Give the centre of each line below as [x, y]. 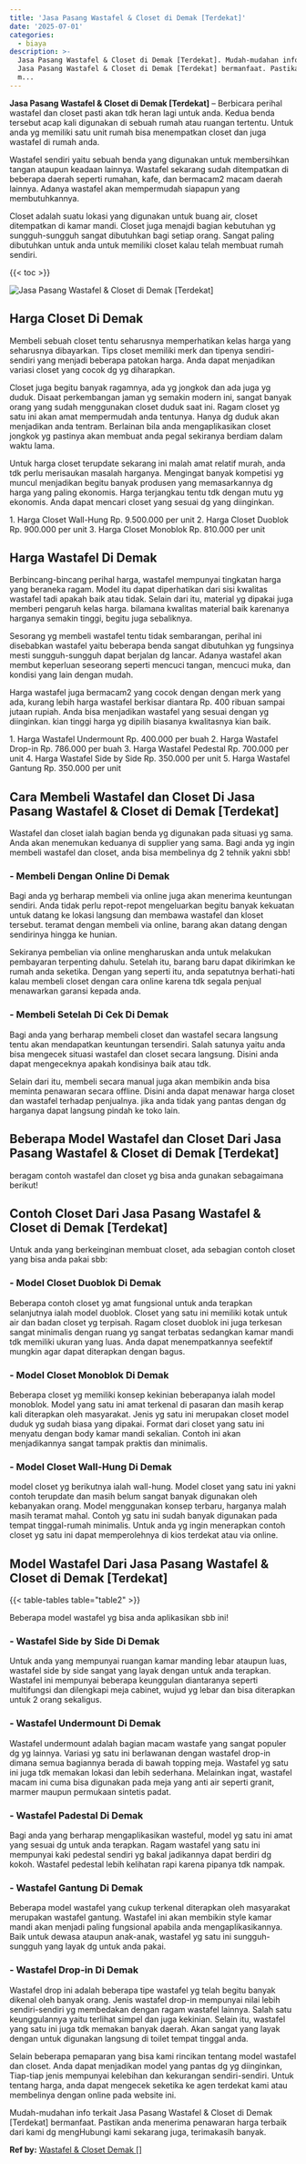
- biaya [32, 43]
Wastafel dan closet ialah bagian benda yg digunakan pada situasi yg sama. [151, 833]
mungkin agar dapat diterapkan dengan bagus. [97, 1351]
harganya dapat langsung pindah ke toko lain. [95, 1110]
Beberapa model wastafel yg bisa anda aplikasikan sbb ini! [119, 1618]
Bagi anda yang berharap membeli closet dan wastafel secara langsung [144, 1035]
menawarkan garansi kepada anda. [75, 991]
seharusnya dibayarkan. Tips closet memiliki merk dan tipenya [127, 350]
